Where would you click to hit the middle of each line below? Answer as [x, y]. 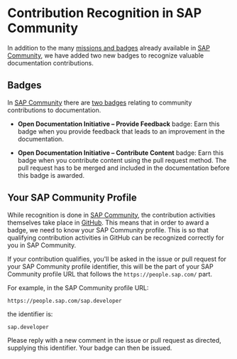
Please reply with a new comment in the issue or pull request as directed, [114, 340]
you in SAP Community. [42, 245]
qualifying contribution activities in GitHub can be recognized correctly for [116, 237]
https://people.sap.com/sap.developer [65, 301]
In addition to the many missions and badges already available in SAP [109, 48]
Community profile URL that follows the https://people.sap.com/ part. [110, 274]
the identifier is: [30, 314]
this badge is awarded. [51, 175]
